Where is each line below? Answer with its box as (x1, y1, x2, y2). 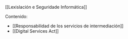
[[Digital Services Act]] (12, 28, 59, 34)
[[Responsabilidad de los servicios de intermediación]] (12, 23, 124, 29)
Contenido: (5, 14, 28, 19)
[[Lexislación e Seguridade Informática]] (5, 4, 87, 10)
